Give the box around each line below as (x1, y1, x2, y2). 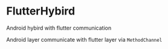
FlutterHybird (6, 4, 76, 18)
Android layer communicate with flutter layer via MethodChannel (6, 36, 163, 43)
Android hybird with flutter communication (6, 24, 112, 31)
